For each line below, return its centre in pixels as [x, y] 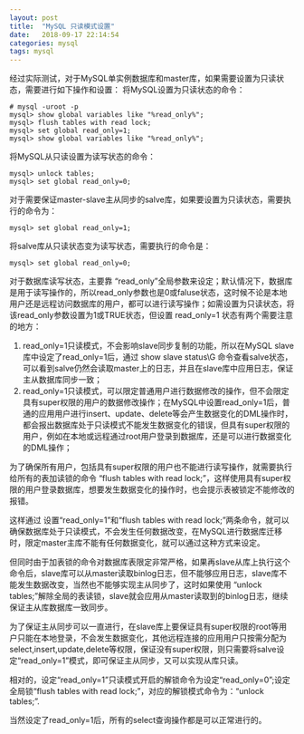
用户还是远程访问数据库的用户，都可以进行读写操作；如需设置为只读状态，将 [152, 304]
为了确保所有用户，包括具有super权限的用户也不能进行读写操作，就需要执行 [151, 467]
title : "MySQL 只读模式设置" [62, 26]
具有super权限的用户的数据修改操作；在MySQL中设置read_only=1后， [152, 402]
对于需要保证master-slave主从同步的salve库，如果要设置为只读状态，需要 [146, 199]
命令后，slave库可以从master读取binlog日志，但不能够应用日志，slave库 [144, 574]
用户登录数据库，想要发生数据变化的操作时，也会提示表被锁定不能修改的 [160, 489]
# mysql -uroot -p [44, 107]
